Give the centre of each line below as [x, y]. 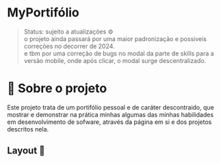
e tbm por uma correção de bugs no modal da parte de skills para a [119, 53]
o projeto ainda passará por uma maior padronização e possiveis [115, 38]
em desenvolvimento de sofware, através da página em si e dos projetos [109, 122]
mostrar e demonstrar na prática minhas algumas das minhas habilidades [110, 114]
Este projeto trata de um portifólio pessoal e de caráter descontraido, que [110, 107]
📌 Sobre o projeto [57, 89]
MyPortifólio [43, 13]
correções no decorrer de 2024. [69, 46]
